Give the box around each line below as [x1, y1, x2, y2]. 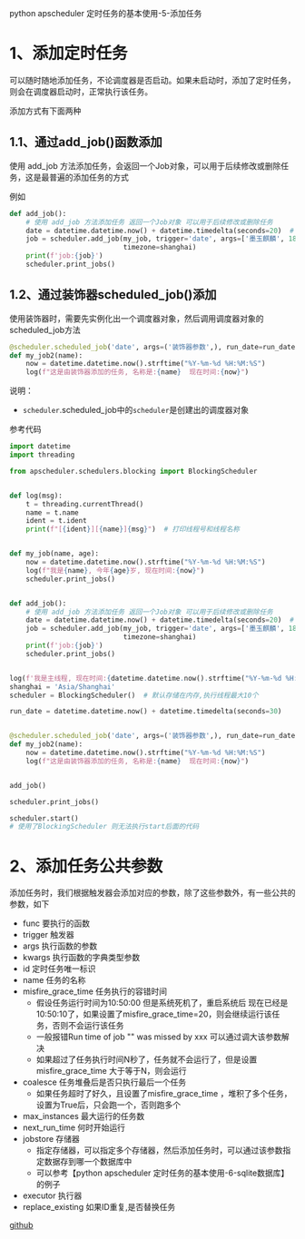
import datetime [9, 442, 71, 451]
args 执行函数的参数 [22, 940, 98, 951]
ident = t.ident [25, 516, 88, 526]
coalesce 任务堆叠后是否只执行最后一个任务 [22, 1077, 187, 1087]
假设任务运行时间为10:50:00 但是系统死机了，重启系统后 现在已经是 [35, 998, 289, 1008]
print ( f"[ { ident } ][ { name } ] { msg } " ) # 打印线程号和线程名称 [25, 525, 241, 534]
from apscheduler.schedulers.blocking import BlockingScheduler [9, 467, 258, 476]
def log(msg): [9, 491, 64, 500]
